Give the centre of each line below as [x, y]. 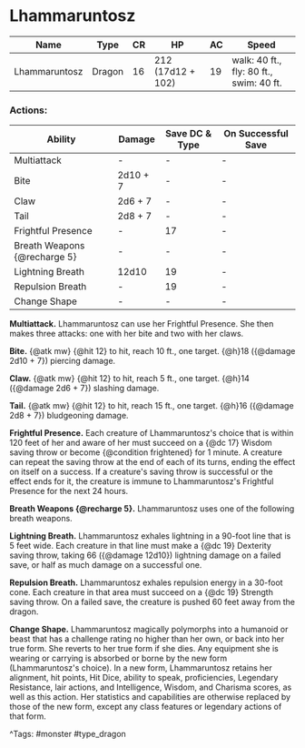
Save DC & [188, 134]
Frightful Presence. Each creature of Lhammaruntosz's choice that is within [152, 433]
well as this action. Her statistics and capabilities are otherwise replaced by [150, 697]
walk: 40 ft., [256, 60]
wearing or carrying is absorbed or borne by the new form [118, 658]
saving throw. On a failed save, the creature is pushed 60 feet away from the [152, 602]
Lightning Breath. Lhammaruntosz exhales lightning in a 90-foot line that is [150, 536]
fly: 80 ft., [252, 71]
